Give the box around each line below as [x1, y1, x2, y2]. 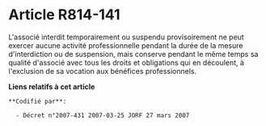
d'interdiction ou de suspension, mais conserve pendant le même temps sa [8, 49, 259, 59]
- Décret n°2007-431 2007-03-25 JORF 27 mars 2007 [15, 111, 190, 120]
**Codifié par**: [8, 97, 67, 105]
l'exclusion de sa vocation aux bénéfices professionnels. [8, 66, 196, 75]
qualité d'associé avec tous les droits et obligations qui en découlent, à [8, 58, 245, 67]
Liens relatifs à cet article [8, 82, 95, 91]
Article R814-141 [8, 6, 120, 24]
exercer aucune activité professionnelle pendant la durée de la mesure [8, 40, 243, 50]
